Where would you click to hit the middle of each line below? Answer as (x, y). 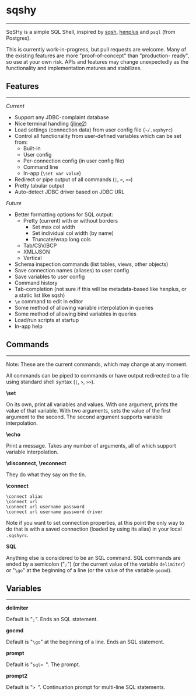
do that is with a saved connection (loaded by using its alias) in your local (94, 529)
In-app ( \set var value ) (52, 173)
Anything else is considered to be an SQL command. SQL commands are (93, 558)
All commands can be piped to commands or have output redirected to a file (98, 375)
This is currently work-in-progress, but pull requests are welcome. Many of (96, 49)
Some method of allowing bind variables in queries (76, 314)
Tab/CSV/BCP (40, 245)
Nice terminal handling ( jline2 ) (51, 123)
